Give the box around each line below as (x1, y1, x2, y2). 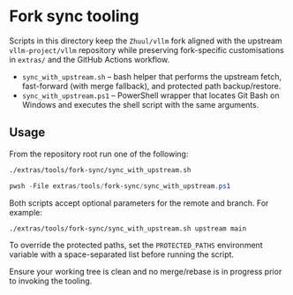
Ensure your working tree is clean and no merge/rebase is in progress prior (9, 267, 282, 277)
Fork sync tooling (9, 6, 139, 26)
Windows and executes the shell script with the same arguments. (21, 99, 259, 110)
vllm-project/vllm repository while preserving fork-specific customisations (9, 44, 284, 55)
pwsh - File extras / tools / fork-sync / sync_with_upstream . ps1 (9, 181, 231, 191)
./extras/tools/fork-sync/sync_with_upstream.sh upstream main (9, 223, 247, 233)
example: (9, 207, 42, 217)
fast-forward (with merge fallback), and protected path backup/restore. (21, 80, 282, 91)
